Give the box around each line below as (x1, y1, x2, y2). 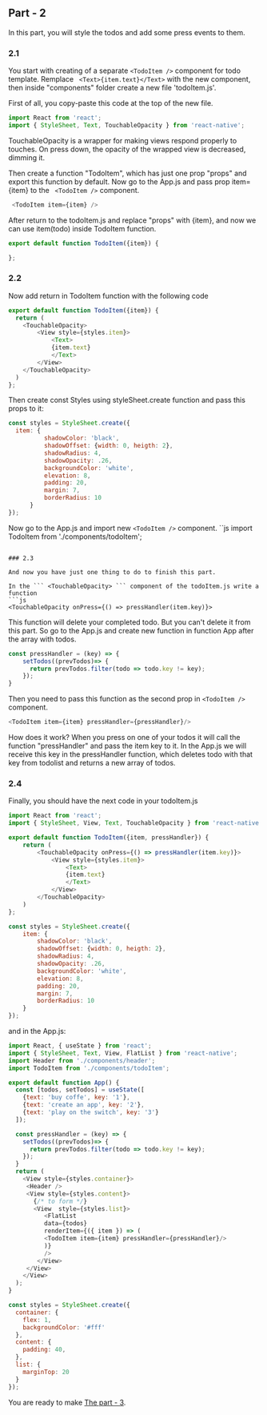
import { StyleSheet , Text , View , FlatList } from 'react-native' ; (8, 1049, 238, 1057)
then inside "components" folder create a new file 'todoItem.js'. (8, 83, 217, 93)
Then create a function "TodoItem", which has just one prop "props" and (8, 168, 247, 178)
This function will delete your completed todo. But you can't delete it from (8, 617, 251, 627)
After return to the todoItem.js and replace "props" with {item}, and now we (8, 215, 257, 225)
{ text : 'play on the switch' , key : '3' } (22, 1108, 159, 1116)
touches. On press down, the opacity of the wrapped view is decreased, (8, 144, 246, 154)
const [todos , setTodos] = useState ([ (15, 1086, 145, 1094)
